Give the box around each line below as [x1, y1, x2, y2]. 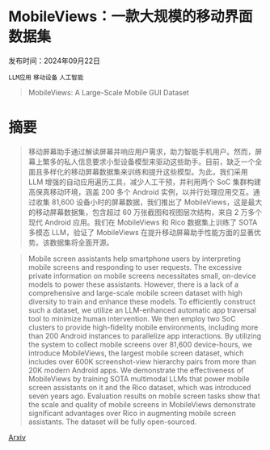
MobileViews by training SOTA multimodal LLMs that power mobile [27, 373, 250, 384]
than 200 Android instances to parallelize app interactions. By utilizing [27, 330, 262, 340]
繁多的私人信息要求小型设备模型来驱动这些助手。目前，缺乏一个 [42, 157, 255, 166]
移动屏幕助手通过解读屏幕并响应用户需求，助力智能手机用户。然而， [27, 146, 255, 156]
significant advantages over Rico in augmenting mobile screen [27, 408, 236, 418]
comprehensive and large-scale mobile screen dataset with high [27, 288, 243, 297]
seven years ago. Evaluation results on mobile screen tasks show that [27, 391, 260, 401]
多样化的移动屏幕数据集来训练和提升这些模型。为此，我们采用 [42, 166, 248, 176]
